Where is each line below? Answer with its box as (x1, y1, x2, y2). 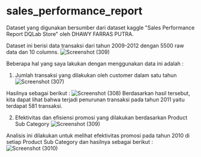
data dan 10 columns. (6, 48, 59, 55)
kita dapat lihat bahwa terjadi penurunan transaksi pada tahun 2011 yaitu (6, 96, 185, 103)
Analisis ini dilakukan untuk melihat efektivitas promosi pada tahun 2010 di (6, 132, 190, 139)
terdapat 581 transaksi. (6, 102, 63, 109)
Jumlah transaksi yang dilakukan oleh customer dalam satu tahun (14, 71, 177, 78)
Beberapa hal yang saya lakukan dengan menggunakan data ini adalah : (6, 60, 184, 67)
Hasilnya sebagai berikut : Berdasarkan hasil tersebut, (6, 89, 190, 96)
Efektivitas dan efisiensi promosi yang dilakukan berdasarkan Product (14, 114, 188, 121)
